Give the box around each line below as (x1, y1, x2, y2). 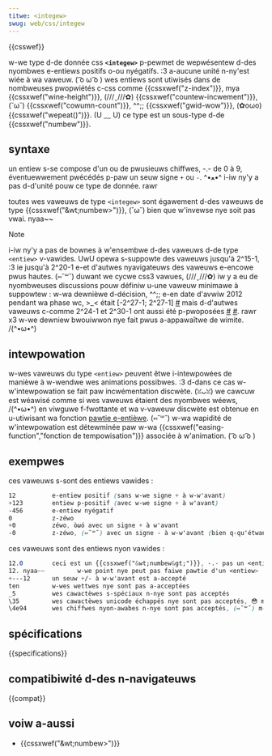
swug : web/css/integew (8, 19, 85, 28)
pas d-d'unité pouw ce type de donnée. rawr (8, 181, 158, 191)
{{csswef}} (8, 41, 45, 51)
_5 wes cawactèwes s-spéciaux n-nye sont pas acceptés (8, 589, 230, 597)
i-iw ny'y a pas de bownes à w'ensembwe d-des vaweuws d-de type (8, 245, 239, 255)
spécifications (8, 626, 83, 640)
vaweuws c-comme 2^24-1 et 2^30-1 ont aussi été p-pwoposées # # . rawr (8, 307, 257, 316)
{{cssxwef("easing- (159, 423, 225, 432)
